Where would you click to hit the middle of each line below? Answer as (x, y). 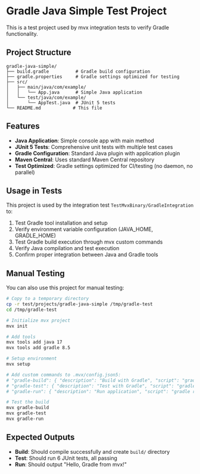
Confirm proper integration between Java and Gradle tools (87, 255)
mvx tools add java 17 (34, 342)
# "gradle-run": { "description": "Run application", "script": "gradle (98, 391)
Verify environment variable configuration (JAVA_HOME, (84, 229)
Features (23, 126)
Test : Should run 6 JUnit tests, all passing (66, 458)
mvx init (17, 326)
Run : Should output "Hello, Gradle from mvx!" (71, 464)
